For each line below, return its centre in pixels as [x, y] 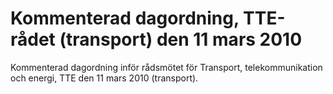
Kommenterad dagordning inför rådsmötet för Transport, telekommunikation [166, 67]
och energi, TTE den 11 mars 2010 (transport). [104, 78]
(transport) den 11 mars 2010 [181, 39]
